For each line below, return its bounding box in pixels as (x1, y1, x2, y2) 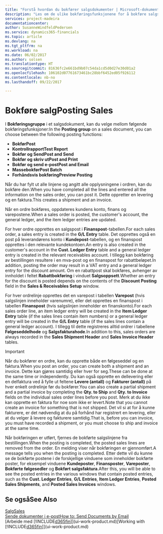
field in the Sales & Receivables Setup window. (5, 283, 100, 289)
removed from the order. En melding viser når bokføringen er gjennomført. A (5, 445, 157, 451)
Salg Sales (5, 508, 25, 514)
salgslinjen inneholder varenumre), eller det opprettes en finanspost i (5, 298, 143, 304)
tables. (5, 339, 19, 345)
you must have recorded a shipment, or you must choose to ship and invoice (5, 420, 158, 426)
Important (5, 348, 25, 354)
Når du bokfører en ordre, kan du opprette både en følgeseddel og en (5, 358, 144, 363)
